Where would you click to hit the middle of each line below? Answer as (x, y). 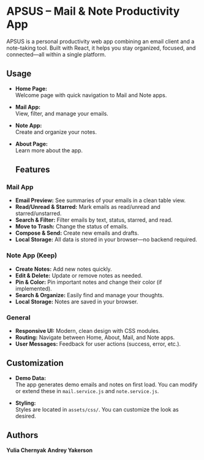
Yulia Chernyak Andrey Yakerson (50, 450)
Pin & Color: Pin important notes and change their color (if (89, 282)
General (18, 318)
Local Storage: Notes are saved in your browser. (77, 302)
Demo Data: (31, 378)
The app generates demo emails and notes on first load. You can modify (106, 384)
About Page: (31, 144)
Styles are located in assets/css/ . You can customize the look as (97, 409)
